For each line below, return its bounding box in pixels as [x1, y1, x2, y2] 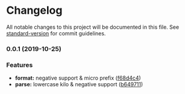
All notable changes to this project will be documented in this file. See [6, 23, 180, 31]
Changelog [6, 4, 63, 17]
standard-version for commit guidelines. [6, 29, 106, 37]
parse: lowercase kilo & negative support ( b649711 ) [14, 81, 143, 88]
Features [6, 60, 33, 69]
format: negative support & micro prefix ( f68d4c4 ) [14, 74, 142, 81]
